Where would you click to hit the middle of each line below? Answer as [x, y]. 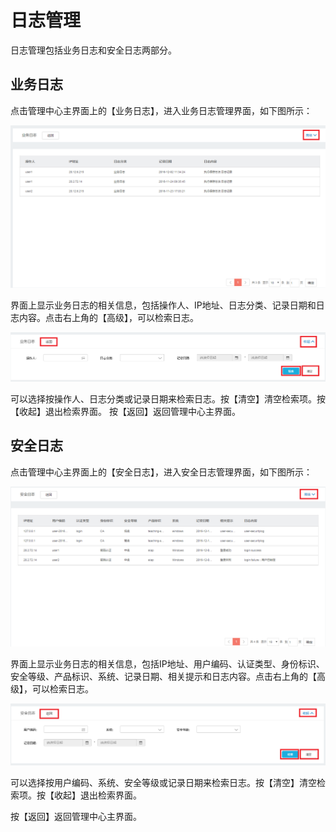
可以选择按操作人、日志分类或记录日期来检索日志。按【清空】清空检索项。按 [168, 398]
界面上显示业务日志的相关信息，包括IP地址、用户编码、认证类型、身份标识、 [167, 663]
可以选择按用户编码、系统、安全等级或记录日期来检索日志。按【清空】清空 [163, 782]
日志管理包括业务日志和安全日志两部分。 [93, 50]
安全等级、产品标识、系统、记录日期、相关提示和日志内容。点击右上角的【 [163, 676]
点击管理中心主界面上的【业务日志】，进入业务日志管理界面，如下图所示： [161, 110]
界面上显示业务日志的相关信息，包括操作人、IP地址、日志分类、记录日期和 [163, 305]
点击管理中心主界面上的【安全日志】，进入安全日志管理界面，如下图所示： [161, 472]
